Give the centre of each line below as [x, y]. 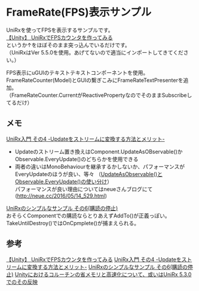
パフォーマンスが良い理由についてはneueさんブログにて [84, 189]
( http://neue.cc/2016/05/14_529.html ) [61, 196]
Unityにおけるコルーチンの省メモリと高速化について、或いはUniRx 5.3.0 [103, 274]
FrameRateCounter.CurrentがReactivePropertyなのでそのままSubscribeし [102, 95]
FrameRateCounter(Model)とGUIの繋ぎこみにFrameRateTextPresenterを [95, 80]
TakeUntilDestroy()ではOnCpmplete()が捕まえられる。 [73, 223]
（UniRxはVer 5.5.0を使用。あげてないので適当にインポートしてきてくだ [95, 52]
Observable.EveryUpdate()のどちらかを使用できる [76, 159]
